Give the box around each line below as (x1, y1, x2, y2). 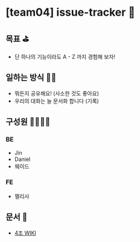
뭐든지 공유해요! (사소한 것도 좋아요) (14, 90, 99, 97)
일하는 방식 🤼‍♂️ (5, 73, 57, 83)
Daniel (14, 155, 31, 163)
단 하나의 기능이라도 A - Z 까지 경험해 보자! (14, 53, 116, 60)
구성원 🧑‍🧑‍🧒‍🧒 (5, 117, 51, 127)
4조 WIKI (14, 229, 37, 237)
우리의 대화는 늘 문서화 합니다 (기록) (14, 97, 99, 105)
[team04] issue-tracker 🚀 (5, 5, 136, 19)
